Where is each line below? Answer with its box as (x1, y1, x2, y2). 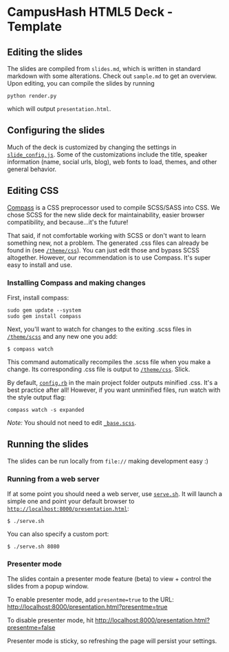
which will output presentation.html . (7, 105, 111, 112)
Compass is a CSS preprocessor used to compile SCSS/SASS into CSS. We (7, 203, 220, 211)
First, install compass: (7, 293, 69, 302)
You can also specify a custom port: (7, 530, 109, 538)
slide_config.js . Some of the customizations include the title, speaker (7, 150, 208, 159)
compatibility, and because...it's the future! (7, 218, 129, 226)
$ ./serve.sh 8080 (7, 543, 60, 551)
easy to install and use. (7, 260, 72, 269)
